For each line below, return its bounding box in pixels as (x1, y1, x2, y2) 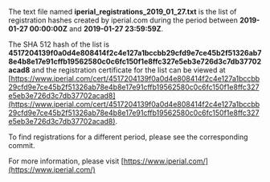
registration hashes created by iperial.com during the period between (8, 15, 239, 25)
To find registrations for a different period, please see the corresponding (8, 132, 248, 142)
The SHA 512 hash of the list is (8, 39, 110, 49)
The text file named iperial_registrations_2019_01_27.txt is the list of (8, 7, 237, 16)
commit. (8, 141, 35, 150)
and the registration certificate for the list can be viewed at (31, 65, 227, 75)
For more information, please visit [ (8, 156, 125, 166)
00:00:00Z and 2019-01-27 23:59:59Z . (29, 24, 163, 33)
